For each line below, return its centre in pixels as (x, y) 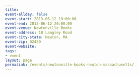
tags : (11, 51)
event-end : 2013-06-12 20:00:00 (38, 23)
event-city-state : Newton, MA (36, 37)
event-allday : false (27, 14)
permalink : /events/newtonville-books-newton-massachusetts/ (70, 65)
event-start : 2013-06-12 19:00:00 (41, 19)
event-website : (21, 46)
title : (12, 10)
